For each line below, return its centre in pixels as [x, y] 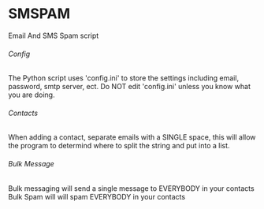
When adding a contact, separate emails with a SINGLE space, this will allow [132, 137]
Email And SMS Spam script [54, 35]
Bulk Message [32, 163]
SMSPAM [39, 14]
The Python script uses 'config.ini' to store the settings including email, [123, 78]
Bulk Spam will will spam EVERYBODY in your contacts [97, 196]
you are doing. [32, 95]
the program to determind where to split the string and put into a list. [119, 146]
